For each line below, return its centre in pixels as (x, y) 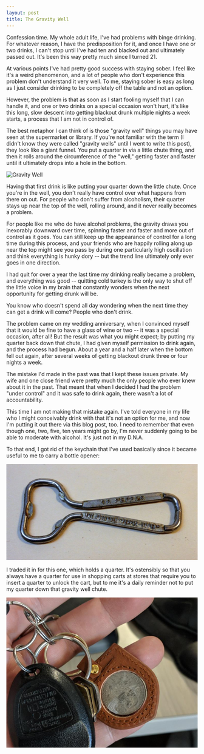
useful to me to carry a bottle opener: (53, 456)
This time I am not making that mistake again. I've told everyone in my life (98, 411)
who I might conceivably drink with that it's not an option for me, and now (98, 418)
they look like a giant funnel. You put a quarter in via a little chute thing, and (100, 150)
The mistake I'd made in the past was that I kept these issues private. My (97, 374)
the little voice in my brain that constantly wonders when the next (88, 287)
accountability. (25, 400)
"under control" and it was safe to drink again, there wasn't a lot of (90, 393)
